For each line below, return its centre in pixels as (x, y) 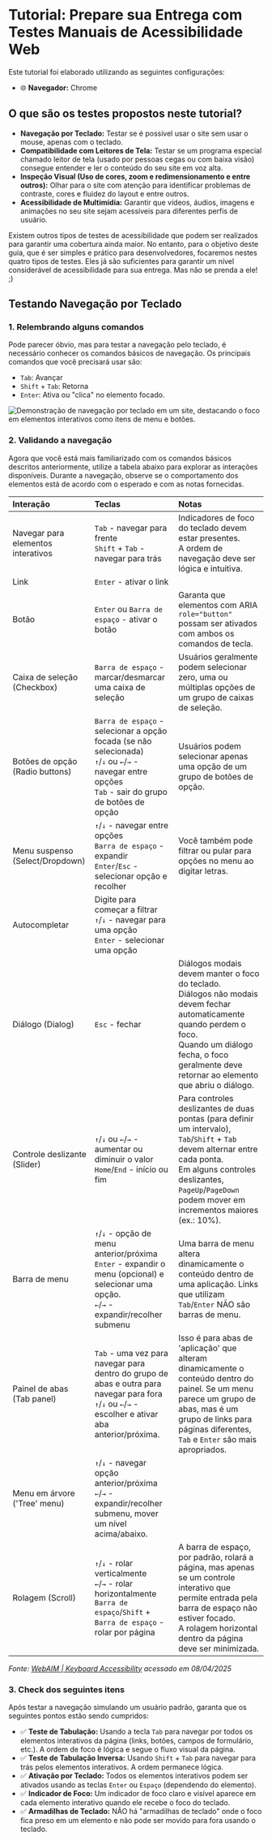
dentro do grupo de (131, 1373)
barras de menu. (209, 1315)
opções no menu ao (216, 861)
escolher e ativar (126, 1414)
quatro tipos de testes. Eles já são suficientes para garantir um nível (121, 261)
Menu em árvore (44, 1493)
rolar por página (125, 1632)
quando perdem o (212, 1024)
